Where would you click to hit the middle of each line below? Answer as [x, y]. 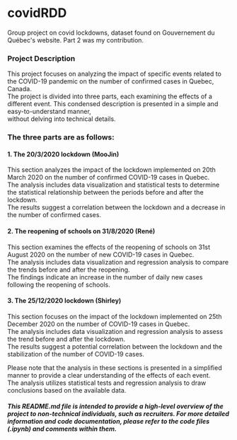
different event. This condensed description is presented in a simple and [113, 104]
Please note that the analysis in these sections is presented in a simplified [115, 367]
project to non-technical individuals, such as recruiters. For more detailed [118, 414]
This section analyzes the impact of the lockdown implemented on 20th [111, 170]
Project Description [41, 58]
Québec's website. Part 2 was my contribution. [75, 40]
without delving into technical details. [62, 119]
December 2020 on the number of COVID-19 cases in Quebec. [99, 324]
